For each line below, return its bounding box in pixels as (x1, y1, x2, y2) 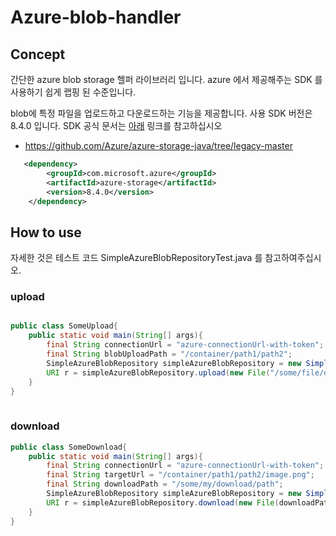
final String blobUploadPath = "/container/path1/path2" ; (46, 349, 293, 360)
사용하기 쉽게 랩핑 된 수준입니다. (10, 86, 137, 98)
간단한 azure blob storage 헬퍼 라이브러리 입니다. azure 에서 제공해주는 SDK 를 (10, 74, 323, 85)
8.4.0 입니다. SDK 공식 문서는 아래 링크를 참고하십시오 (10, 120, 223, 131)
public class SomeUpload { (10, 321, 118, 331)
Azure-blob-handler (10, 6, 182, 29)
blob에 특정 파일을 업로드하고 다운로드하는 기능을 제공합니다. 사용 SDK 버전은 (10, 107, 313, 119)
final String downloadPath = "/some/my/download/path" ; (46, 479, 284, 490)
